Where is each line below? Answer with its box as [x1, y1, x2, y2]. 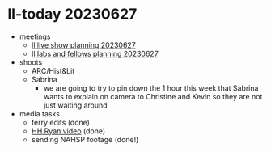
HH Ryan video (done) [31, 126, 106, 136]
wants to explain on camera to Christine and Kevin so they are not [43, 91, 263, 101]
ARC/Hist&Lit [31, 65, 75, 75]
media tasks [19, 108, 60, 118]
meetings [19, 32, 51, 41]
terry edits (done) [31, 117, 91, 127]
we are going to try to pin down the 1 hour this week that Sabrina [43, 82, 259, 93]
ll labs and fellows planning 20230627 [31, 49, 159, 58]
